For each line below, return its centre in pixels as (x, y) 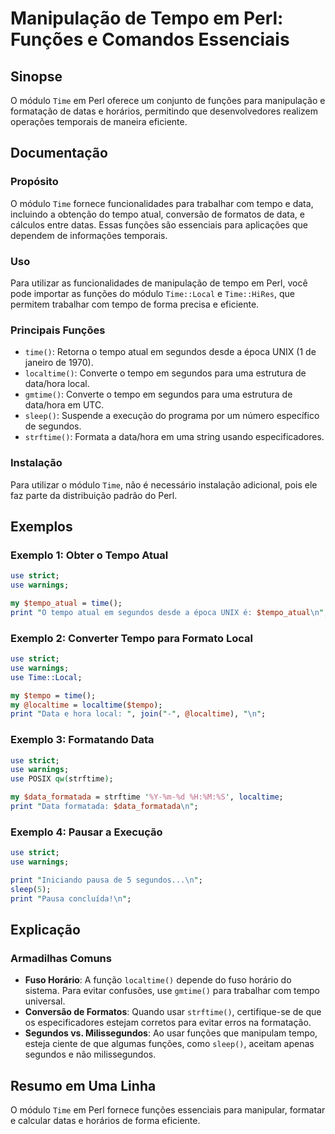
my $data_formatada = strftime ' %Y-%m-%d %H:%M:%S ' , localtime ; (147, 797)
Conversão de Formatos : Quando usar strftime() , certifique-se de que (173, 1012)
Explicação (45, 930)
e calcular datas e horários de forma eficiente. (105, 1121)
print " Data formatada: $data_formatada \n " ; (104, 807)
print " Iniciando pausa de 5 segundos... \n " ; (106, 880)
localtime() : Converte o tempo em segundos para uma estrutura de (165, 373)
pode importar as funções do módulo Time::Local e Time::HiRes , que (152, 293)
